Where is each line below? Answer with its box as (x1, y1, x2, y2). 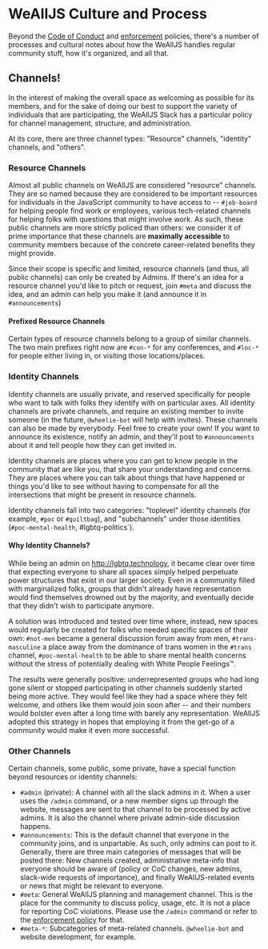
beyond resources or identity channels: (8, 772, 138, 782)
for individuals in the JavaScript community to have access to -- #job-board (8, 198, 258, 207)
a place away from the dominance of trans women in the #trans (42, 642, 252, 651)
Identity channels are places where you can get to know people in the (8, 455, 238, 465)
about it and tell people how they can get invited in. (8, 440, 178, 450)
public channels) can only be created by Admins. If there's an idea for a (8, 273, 244, 282)
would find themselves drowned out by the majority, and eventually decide (8, 592, 254, 602)
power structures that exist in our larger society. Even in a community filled (8, 575, 255, 585)
